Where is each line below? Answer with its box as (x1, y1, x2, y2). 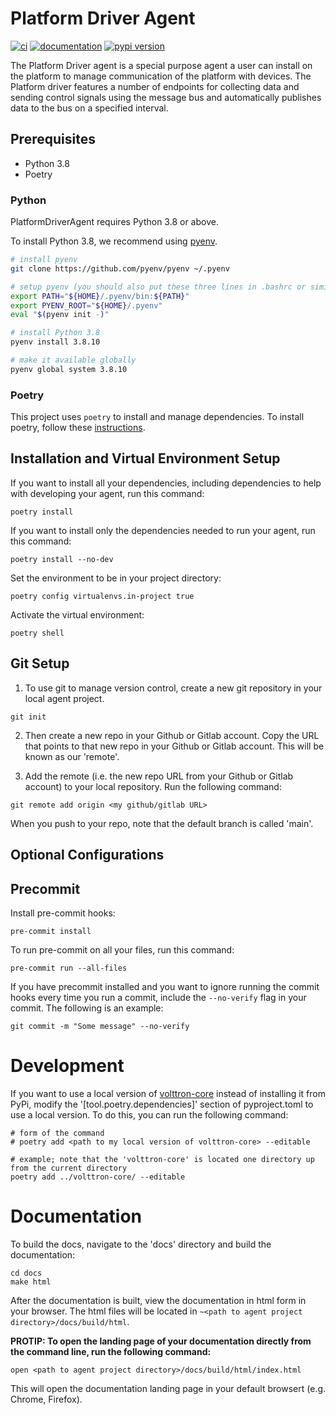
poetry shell (10, 628, 65, 638)
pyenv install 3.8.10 (10, 337, 101, 347)
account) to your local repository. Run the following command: (24, 780, 282, 792)
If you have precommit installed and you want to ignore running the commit (10, 980, 320, 992)
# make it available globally (10, 355, 137, 366)
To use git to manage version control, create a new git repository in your (24, 682, 323, 694)
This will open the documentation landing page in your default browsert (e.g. (10, 1382, 327, 1394)
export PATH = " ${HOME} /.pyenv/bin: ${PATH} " (10, 291, 190, 301)
